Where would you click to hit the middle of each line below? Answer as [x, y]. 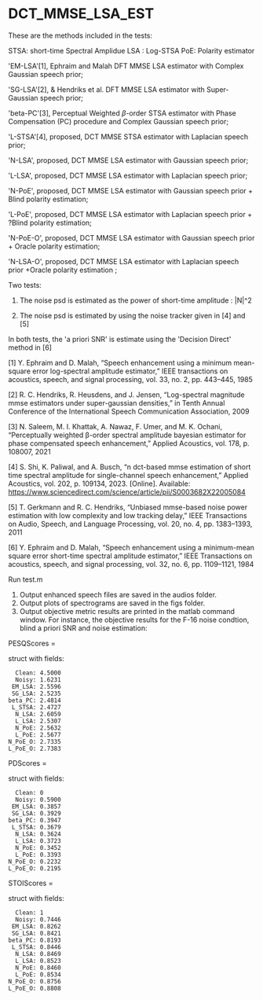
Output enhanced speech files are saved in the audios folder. [118, 594]
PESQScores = [32, 643]
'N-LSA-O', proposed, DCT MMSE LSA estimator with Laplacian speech [124, 261]
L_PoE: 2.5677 [38, 735]
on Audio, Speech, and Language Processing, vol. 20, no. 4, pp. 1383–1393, [130, 524]
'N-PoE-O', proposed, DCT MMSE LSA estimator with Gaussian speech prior [131, 237]
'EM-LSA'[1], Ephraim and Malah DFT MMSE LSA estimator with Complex [126, 66]
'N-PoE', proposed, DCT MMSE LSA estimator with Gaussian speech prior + [131, 190]
